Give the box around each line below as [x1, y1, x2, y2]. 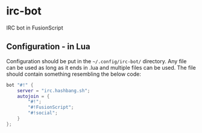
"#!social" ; [28, 110, 58, 116]
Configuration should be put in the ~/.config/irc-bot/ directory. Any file [6, 57, 187, 64]
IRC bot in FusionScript [6, 24, 63, 31]
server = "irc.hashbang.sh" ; [17, 87, 90, 94]
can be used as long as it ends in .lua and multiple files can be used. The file [6, 64, 196, 71]
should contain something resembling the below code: [6, 70, 142, 78]
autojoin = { [17, 93, 50, 99]
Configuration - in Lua [6, 42, 90, 52]
